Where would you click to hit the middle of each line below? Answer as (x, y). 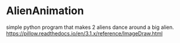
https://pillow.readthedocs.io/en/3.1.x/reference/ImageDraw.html (84, 33)
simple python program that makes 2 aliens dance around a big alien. (90, 27)
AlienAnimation (45, 11)
